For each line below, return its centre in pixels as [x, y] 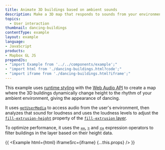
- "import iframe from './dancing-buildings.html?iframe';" [68, 74]
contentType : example [27, 32]
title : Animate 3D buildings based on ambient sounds [61, 10]
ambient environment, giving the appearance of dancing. [63, 98]
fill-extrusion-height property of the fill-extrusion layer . [66, 118]
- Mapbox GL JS [21, 55]
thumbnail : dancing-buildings [36, 28]
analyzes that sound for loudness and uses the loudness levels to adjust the [82, 113]
